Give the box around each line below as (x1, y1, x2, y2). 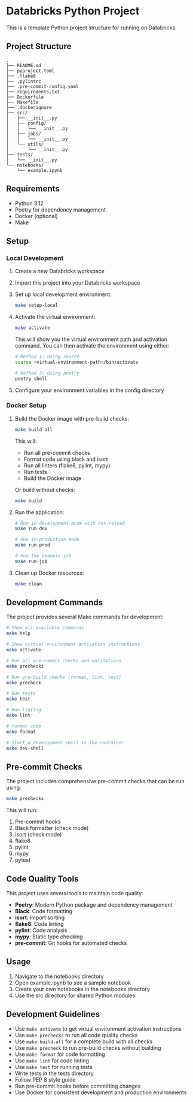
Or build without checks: (14, 486, 76, 493)
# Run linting (6, 707, 42, 713)
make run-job (14, 558, 48, 564)
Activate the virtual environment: (14, 313, 96, 321)
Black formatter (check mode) (14, 825, 89, 832)
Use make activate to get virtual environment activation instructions (14, 1025, 182, 1032)
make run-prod (14, 542, 50, 548)
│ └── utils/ (6, 141, 44, 147)
